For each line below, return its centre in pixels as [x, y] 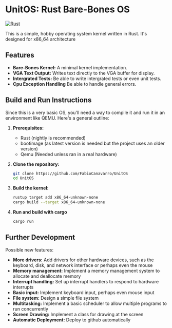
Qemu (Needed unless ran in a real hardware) [69, 154]
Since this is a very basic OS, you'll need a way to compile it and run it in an [85, 112]
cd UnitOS [23, 178]
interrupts [23, 287]
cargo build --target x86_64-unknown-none [59, 202]
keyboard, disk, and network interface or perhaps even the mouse [83, 265]
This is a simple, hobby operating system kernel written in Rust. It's [76, 33]
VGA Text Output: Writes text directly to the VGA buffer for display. [84, 73]
